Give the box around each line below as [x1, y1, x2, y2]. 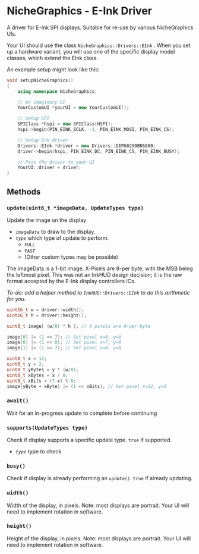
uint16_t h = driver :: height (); [7, 312, 87, 318]
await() [7, 397, 29, 404]
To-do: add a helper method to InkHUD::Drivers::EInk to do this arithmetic [7, 289, 190, 296]
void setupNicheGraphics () [7, 77, 74, 83]
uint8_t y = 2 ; [7, 361, 45, 367]
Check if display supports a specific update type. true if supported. [7, 436, 172, 443]
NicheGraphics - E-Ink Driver [7, 4, 152, 18]
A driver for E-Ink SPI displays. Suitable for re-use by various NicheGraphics [7, 24, 194, 31]
